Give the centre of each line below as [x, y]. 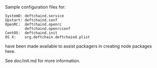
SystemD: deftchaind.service [35, 16]
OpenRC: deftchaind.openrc [34, 24]
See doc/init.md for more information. [43, 61]
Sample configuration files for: [35, 7]
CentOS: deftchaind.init [31, 33]
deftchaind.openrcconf [47, 29]
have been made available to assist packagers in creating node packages [78, 46]
